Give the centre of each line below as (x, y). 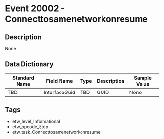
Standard (23, 78)
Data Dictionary (29, 64)
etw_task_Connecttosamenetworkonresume (56, 132)
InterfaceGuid (60, 92)
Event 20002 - (35, 9)
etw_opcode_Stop (30, 127)
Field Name (60, 81)
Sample (143, 78)
